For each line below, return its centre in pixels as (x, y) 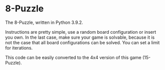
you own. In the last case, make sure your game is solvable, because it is (80, 37)
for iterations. (19, 48)
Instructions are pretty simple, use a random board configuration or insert (81, 32)
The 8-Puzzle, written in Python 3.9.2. (44, 22)
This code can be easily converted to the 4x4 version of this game (73, 57)
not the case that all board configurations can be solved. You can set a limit (82, 42)
